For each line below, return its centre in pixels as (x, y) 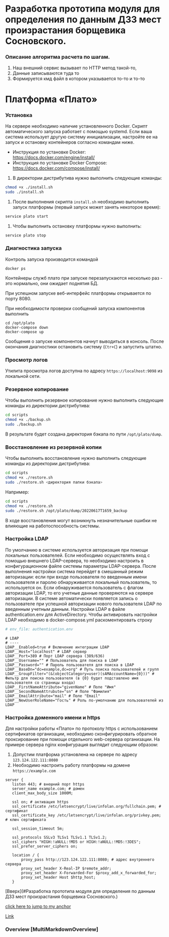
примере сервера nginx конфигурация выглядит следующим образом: (82, 745)
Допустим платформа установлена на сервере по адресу (75, 754)
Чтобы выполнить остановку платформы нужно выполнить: (77, 226)
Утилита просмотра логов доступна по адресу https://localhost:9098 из (84, 371)
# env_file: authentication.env (39, 629)
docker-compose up (24, 332)
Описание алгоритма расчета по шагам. (58, 57)
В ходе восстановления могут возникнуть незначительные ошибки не (81, 520)
